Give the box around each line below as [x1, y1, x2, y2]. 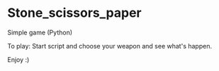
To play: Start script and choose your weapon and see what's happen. [7, 41, 213, 50]
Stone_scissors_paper [7, 5, 142, 21]
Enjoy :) [7, 55, 30, 64]
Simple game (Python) [7, 28, 73, 37]
